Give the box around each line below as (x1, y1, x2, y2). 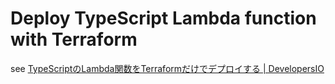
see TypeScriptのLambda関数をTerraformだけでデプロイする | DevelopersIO (10, 62, 325, 74)
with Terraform (10, 28, 138, 51)
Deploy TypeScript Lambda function (10, 7, 317, 30)
